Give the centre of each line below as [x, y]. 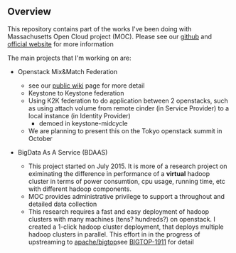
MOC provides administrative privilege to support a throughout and [127, 196]
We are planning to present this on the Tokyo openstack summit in [125, 130]
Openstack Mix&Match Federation [68, 71]
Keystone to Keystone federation [76, 93]
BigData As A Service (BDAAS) [63, 152]
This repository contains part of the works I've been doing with [100, 29]
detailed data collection [63, 204]
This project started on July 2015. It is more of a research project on [128, 166]
